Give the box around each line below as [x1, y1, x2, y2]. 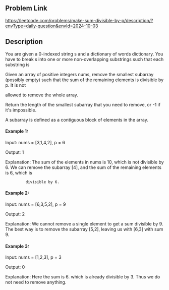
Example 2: [5, 190, 29, 196]
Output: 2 [5, 211, 25, 217]
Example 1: [5, 128, 29, 134]
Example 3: [5, 243, 29, 249]
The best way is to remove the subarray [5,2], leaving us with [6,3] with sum [5, 226, 163, 233]
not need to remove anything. [5, 279, 67, 285]
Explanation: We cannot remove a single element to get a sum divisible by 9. [5, 221, 163, 227]
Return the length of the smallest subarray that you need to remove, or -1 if [5, 101, 160, 107]
